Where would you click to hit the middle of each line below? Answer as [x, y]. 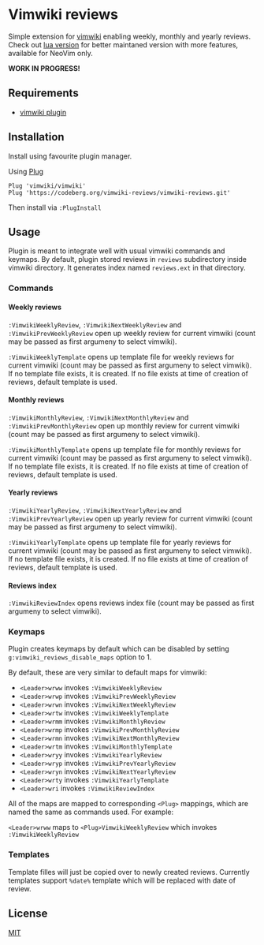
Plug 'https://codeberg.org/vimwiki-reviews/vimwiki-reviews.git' [119, 192]
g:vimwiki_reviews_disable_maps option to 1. [80, 657]
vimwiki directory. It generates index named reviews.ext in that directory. [127, 268]
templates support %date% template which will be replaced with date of [122, 880]
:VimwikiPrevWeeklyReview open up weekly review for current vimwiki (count [132, 333]
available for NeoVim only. [50, 53]
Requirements [43, 93]
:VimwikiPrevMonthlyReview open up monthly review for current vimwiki [124, 426]
